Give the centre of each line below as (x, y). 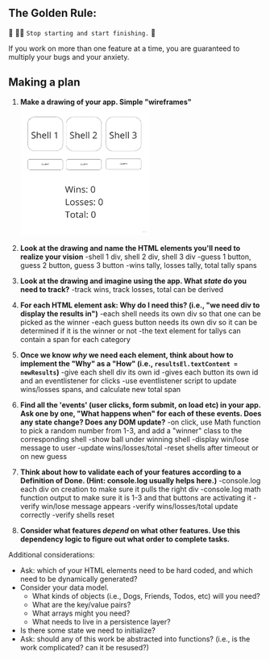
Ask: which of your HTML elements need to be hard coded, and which (136, 570)
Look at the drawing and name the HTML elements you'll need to (130, 248)
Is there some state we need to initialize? (87, 630)
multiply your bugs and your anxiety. (69, 56)
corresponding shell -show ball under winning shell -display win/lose (135, 439)
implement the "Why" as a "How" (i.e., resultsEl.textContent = (129, 363)
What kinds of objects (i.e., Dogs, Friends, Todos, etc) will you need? (146, 595)
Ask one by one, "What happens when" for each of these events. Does (141, 413)
